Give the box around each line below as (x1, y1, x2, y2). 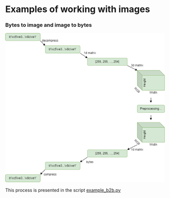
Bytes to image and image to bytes (5, 22, 92, 29)
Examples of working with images (5, 4, 150, 15)
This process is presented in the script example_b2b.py (5, 187, 121, 193)
